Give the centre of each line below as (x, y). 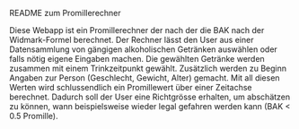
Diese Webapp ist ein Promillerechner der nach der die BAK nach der (137, 30)
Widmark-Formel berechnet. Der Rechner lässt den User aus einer (132, 40)
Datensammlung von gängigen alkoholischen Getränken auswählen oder (144, 49)
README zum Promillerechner (65, 13)
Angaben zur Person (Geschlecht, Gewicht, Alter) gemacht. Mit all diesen (145, 78)
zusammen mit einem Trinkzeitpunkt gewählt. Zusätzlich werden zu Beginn (148, 68)
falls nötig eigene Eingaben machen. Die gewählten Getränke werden (137, 59)
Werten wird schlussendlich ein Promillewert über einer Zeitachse (131, 87)
